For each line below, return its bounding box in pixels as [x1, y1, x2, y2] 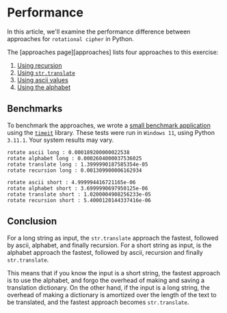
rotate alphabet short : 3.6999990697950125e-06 [7, 185, 148, 192]
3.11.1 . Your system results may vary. [7, 136, 114, 144]
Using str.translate [16, 68, 75, 77]
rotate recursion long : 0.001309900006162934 [7, 166, 142, 174]
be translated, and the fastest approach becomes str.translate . [7, 298, 189, 306]
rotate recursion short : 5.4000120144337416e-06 [7, 197, 152, 203]
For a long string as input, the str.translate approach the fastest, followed [7, 234, 219, 242]
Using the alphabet [16, 83, 71, 91]
